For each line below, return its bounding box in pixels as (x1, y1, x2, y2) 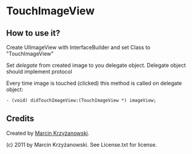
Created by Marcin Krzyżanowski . (6, 130, 90, 137)
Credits (6, 113, 35, 124)
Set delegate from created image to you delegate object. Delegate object (6, 61, 186, 69)
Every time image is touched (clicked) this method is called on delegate (6, 79, 182, 87)
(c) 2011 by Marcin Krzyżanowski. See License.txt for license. (6, 141, 157, 148)
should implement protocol (6, 68, 72, 75)
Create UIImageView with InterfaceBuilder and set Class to (6, 44, 151, 51)
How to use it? (6, 28, 60, 38)
